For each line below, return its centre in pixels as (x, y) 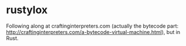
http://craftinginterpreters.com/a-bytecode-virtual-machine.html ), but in (93, 32)
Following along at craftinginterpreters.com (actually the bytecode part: (92, 26)
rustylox (27, 10)
